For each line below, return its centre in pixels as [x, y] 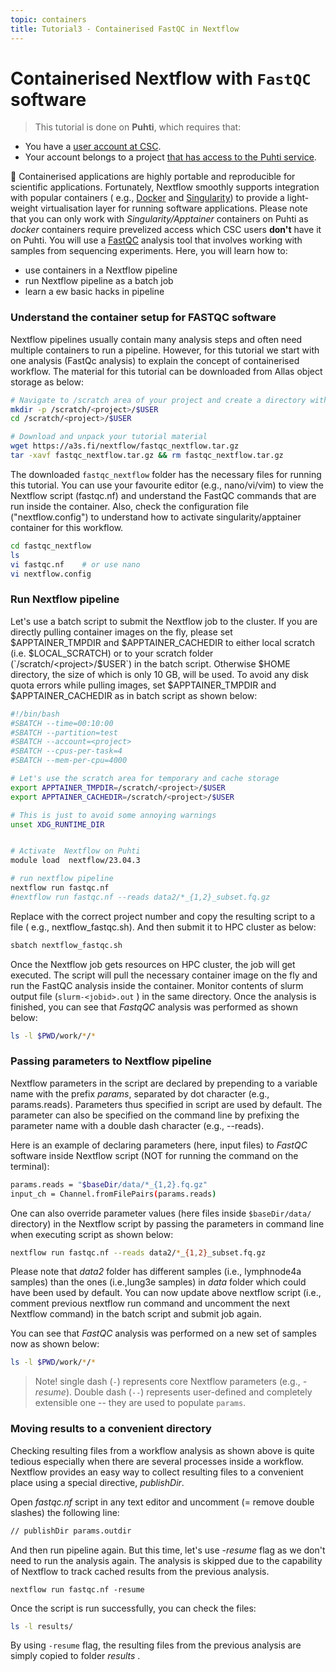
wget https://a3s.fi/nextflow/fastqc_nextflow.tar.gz [125, 446]
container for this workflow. [67, 527]
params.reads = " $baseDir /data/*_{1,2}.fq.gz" [109, 1184]
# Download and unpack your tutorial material [109, 437]
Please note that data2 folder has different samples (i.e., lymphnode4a [156, 1272]
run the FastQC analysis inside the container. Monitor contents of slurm [157, 985]
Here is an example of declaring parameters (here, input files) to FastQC [159, 1145]
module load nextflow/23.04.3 [75, 861]
